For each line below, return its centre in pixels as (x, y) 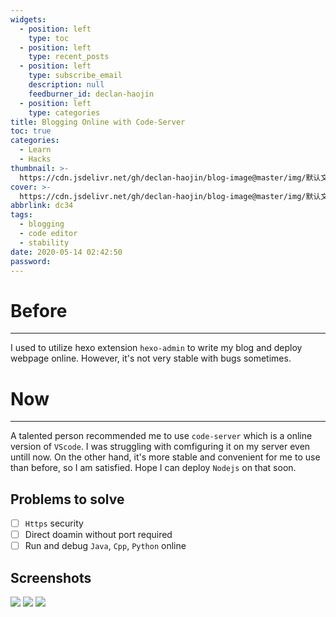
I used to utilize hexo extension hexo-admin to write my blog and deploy (156, 348)
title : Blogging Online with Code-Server (98, 122)
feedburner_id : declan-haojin (91, 94)
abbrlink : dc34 (42, 206)
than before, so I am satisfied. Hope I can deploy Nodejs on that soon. (153, 468)
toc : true (31, 131)
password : (31, 261)
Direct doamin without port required (98, 535)
